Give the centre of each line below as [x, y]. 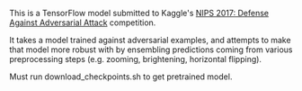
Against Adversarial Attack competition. [83, 23]
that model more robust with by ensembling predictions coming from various [151, 50]
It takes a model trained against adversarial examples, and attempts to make [150, 40]
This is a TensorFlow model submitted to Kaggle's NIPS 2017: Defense [139, 13]
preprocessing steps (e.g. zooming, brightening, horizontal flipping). [136, 59]
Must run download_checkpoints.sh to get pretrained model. [121, 77]
